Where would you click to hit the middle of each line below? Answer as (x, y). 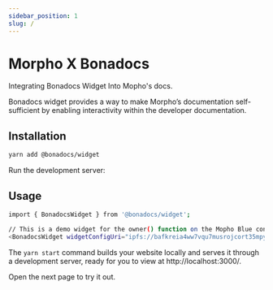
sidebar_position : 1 (43, 16)
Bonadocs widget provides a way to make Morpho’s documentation (121, 102)
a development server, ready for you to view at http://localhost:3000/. (125, 261)
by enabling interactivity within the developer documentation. (144, 110)
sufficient (24, 110)
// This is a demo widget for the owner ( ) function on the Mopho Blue (130, 229)
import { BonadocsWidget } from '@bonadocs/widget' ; (100, 214)
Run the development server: (57, 171)
